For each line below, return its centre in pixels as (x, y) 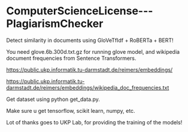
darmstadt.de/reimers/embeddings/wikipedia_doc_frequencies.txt (88, 87)
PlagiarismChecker (55, 24)
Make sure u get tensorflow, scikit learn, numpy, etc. (71, 110)
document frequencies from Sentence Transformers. (71, 58)
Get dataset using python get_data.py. (53, 99)
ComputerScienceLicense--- (80, 11)
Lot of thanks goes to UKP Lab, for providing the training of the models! (94, 122)
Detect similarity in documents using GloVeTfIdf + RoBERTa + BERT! (90, 40)
